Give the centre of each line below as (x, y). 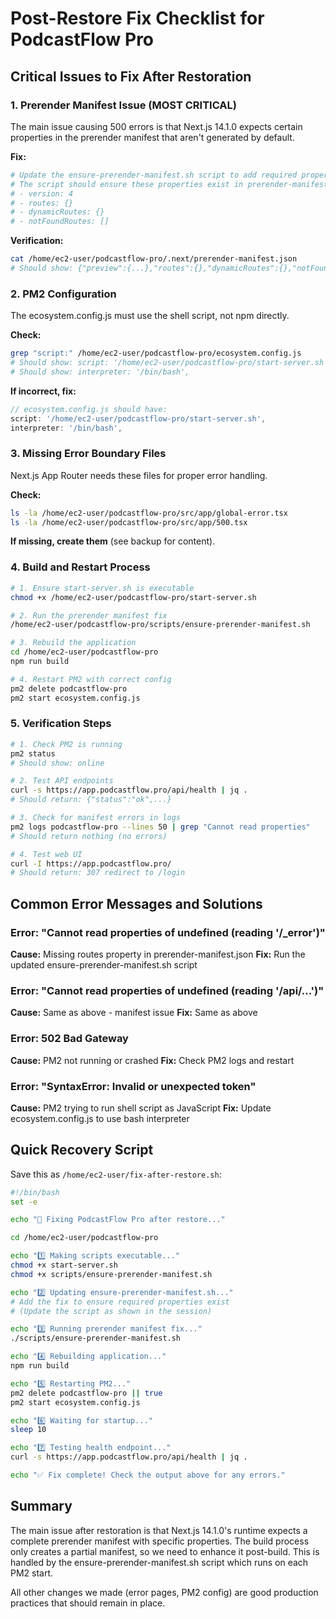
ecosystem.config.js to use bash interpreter (100, 1118)
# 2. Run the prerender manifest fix (89, 615)
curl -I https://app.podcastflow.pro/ (91, 863)
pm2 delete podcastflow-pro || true (86, 1393)
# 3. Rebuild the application (73, 643)
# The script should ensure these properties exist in (127, 184)
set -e (24, 1202)
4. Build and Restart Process (80, 567)
